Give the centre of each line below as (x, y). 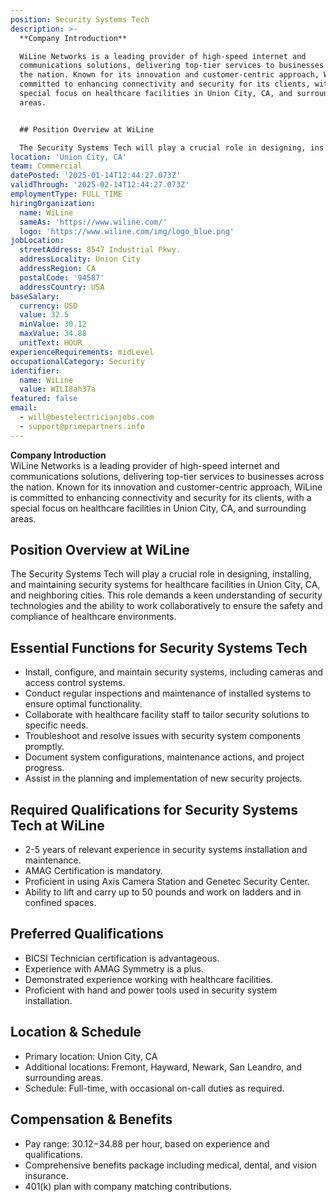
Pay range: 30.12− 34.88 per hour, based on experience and (147, 1143)
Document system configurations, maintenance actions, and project (164, 757)
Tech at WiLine (57, 825)
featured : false (44, 399)
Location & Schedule (76, 1032)
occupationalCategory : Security (77, 361)
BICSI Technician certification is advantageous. (122, 958)
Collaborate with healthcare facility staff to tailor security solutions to (167, 715)
